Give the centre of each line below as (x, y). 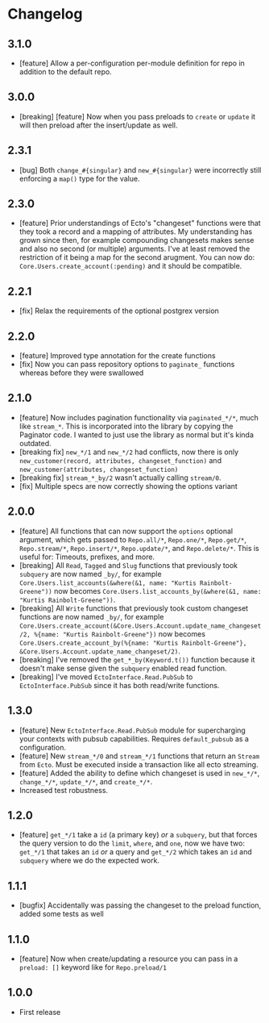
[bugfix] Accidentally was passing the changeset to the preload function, (140, 905)
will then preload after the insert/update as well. (98, 125)
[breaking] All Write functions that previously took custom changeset (134, 608)
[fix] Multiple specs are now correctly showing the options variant (128, 486)
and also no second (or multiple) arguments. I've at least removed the (134, 249)
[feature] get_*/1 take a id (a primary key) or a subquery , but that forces (138, 835)
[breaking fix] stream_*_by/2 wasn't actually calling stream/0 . (120, 478)
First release (40, 1012)
